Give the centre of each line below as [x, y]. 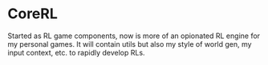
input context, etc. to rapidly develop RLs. [76, 52]
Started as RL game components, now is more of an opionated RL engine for [134, 36]
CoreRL [32, 14]
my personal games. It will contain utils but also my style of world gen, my [130, 44]
